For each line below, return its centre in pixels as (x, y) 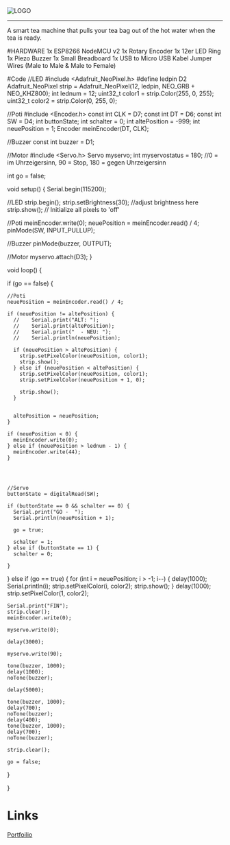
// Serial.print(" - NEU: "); (62, 332)
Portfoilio (20, 834)
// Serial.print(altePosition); (64, 326)
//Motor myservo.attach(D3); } (50, 257)
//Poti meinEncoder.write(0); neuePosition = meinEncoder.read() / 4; (103, 223)
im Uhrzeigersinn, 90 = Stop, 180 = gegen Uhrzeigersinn (87, 163)
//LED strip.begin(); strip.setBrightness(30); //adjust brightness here (103, 202)
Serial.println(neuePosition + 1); (64, 518)
